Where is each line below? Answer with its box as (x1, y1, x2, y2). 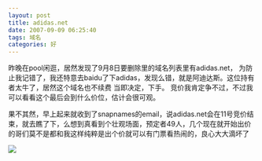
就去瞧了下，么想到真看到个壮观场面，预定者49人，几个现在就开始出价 (21, 119, 252, 129)
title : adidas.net (8, 19, 68, 27)
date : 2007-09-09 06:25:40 (8, 26, 97, 34)
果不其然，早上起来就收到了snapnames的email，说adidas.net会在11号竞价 (8, 109, 248, 119)
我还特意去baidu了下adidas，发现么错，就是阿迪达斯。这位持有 (49, 73, 255, 82)
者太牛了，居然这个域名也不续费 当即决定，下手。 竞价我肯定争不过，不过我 (8, 83, 253, 93)
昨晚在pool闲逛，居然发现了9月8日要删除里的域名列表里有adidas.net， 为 (8, 64, 246, 73)
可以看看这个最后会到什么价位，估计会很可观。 (8, 93, 160, 102)
